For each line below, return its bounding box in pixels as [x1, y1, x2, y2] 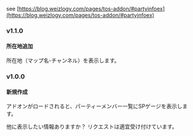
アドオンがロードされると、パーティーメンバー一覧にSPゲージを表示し [6, 103, 183, 110]
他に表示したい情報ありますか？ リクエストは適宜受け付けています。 [6, 123, 178, 131]
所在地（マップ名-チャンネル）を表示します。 [6, 57, 120, 64]
